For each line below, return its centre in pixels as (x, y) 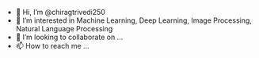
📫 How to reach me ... (52, 46)
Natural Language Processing (64, 29)
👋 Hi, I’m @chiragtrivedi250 (60, 12)
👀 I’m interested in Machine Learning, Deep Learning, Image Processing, (133, 20)
